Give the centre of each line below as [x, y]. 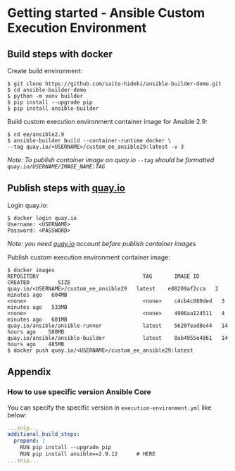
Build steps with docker [60, 54]
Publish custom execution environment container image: [89, 257]
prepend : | [30, 441]
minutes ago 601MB [38, 319]
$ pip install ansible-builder [53, 109]
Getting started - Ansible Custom [106, 13]
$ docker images [31, 270]
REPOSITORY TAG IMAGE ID [103, 276]
